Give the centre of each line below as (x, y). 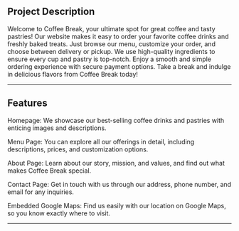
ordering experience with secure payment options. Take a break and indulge (119, 66)
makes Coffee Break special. (49, 171)
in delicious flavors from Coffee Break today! (73, 74)
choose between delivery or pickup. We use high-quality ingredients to (111, 51)
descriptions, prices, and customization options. (78, 149)
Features (27, 103)
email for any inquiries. (41, 192)
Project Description (51, 12)
